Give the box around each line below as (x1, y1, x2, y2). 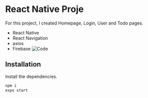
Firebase (12, 45, 31, 51)
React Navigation (12, 35, 48, 41)
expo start (5, 87, 28, 93)
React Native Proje (5, 3, 84, 15)
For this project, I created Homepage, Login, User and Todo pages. (5, 20, 143, 26)
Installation (5, 60, 41, 68)
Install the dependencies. (5, 73, 58, 79)
